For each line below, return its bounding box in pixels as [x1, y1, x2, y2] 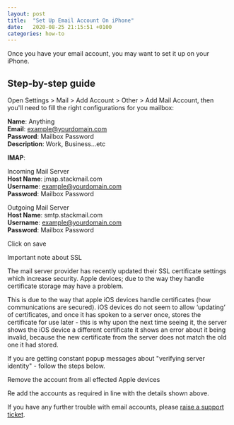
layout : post [7, 10, 46, 18]
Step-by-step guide [7, 77, 96, 89]
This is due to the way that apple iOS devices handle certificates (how [7, 296, 211, 304]
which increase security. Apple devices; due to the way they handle [7, 275, 204, 283]
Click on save [7, 239, 47, 248]
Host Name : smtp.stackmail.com [7, 211, 103, 220]
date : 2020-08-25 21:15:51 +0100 [7, 23, 112, 30]
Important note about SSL [7, 253, 83, 262]
